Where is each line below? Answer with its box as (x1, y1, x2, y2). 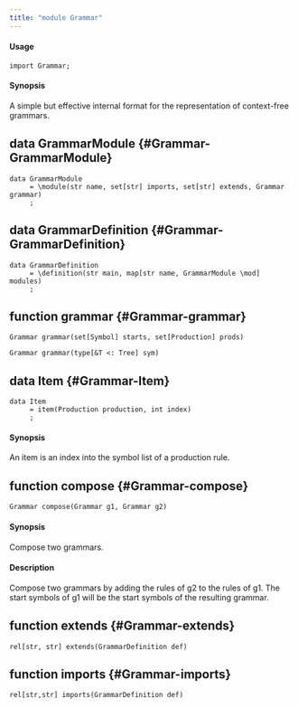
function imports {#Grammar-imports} (9, 666, 232, 682)
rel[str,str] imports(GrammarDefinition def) (9, 691, 183, 700)
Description (9, 562, 55, 573)
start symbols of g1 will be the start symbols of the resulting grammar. (9, 591, 269, 602)
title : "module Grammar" (9, 13, 103, 23)
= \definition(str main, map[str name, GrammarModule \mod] (29, 269, 260, 278)
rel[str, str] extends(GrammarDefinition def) (9, 642, 188, 651)
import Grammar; (9, 61, 70, 71)
